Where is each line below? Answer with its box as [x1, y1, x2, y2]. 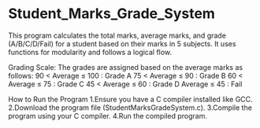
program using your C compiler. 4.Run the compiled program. [8, 111, 207, 120]
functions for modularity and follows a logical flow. [8, 47, 172, 57]
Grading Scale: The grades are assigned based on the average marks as [8, 62, 243, 71]
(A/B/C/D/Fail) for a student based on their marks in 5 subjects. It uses [8, 38, 236, 48]
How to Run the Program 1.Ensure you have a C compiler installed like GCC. [8, 94, 254, 104]
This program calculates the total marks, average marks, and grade [8, 31, 227, 40]
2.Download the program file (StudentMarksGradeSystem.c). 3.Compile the [8, 103, 252, 112]
